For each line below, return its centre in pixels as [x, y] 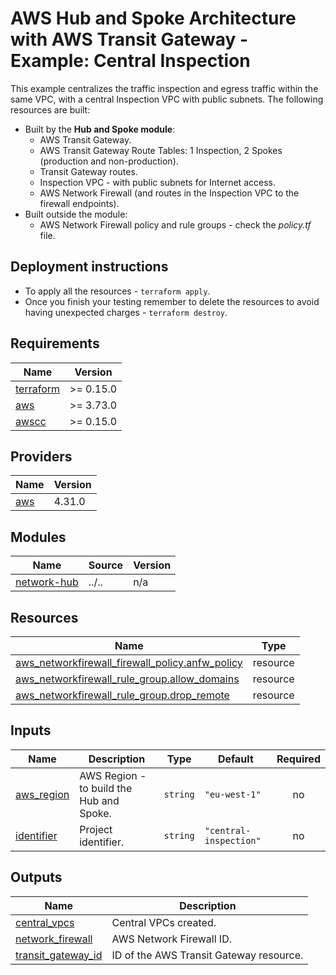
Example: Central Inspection [130, 61]
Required [298, 759]
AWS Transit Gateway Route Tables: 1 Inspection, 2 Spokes [161, 150]
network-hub [47, 582]
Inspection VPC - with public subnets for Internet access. [157, 182]
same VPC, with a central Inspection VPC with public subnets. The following [167, 99]
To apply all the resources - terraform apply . [117, 291]
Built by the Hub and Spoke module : [100, 129]
